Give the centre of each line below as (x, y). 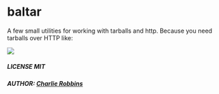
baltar (25, 12)
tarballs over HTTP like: (40, 37)
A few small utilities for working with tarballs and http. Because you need (110, 31)
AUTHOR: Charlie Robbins (45, 83)
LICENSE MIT (26, 66)
